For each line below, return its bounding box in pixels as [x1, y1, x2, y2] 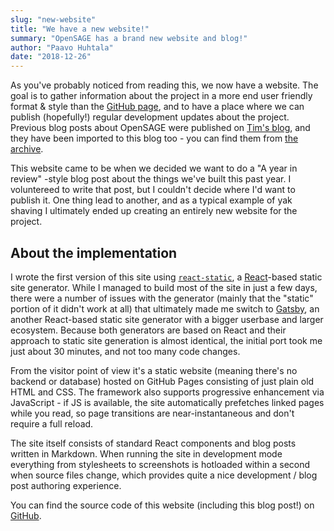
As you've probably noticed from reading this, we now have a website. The [10, 79, 319, 91]
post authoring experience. [10, 479, 122, 491]
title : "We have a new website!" [10, 24, 150, 34]
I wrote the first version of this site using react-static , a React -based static [10, 271, 323, 283]
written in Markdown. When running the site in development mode [10, 447, 283, 460]
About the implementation [10, 244, 178, 261]
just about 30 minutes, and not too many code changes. [10, 345, 241, 357]
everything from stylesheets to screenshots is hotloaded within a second [10, 458, 311, 470]
